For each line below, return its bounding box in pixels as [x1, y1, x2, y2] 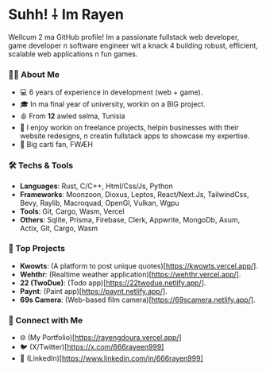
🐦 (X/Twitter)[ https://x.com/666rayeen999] [19, 342, 164, 352]
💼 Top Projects [8, 243, 66, 254]
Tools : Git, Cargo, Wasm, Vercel [19, 207, 125, 216]
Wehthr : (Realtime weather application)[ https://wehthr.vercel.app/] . [19, 269, 241, 279]
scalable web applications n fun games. [8, 48, 138, 59]
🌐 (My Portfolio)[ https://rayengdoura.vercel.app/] [19, 333, 182, 342]
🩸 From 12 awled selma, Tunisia [19, 111, 125, 121]
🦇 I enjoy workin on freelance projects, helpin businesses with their [19, 123, 240, 133]
